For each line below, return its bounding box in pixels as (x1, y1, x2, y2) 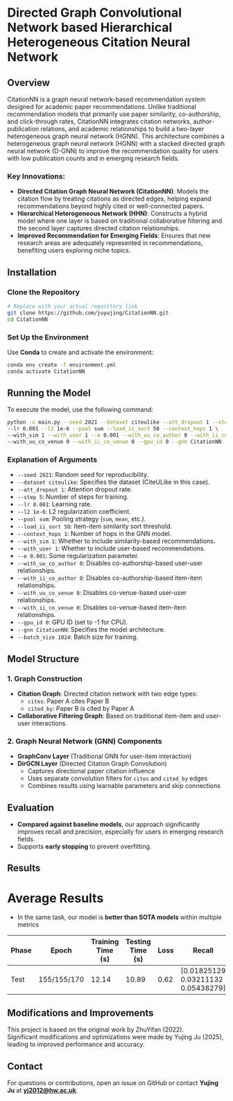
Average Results (7, 890, 104, 906)
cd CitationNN (7, 316, 49, 323)
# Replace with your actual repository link (7, 303, 138, 310)
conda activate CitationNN (7, 368, 85, 375)
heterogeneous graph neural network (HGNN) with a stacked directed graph (7, 140, 225, 147)
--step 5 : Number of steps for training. (17, 493, 129, 501)
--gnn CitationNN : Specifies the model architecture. (17, 625, 166, 634)
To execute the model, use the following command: (7, 405, 154, 414)
